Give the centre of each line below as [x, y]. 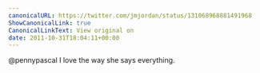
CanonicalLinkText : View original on [71, 30]
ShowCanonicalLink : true [50, 23]
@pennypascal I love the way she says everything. [92, 60]
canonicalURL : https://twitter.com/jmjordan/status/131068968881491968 [130, 15]
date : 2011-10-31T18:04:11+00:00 [64, 38]
